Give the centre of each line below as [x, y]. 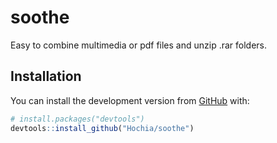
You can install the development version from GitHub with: [130, 100]
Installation [46, 76]
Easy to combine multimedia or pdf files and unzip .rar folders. [139, 45]
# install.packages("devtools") [77, 119]
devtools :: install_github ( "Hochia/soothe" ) [102, 128]
